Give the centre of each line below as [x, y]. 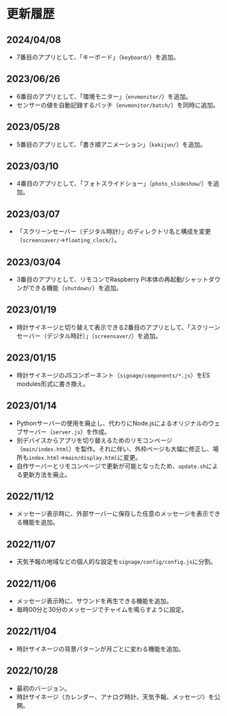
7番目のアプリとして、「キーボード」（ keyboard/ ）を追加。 [98, 57]
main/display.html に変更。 [103, 457]
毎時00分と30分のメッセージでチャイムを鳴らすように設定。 [102, 609]
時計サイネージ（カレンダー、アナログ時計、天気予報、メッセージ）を [115, 697]
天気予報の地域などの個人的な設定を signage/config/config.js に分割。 [116, 562]
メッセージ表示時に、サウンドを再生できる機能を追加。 [94, 601]
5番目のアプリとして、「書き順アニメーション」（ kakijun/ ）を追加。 [111, 144]
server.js [67, 432]
